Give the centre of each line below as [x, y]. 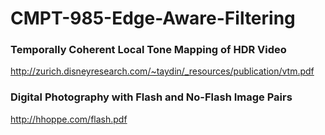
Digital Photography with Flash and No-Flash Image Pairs [151, 97]
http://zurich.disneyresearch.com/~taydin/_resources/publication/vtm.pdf [162, 71]
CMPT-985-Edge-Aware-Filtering [153, 18]
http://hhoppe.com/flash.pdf [69, 119]
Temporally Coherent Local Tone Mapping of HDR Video [148, 50]
